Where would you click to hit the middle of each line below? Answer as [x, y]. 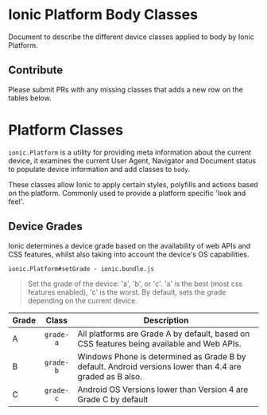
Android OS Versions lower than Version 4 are [163, 390]
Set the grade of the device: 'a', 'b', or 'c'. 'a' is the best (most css [135, 284]
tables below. [30, 98]
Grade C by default [113, 399]
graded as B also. [110, 376]
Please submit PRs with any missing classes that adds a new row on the [126, 89]
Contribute [36, 70]
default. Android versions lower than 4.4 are [159, 366]
